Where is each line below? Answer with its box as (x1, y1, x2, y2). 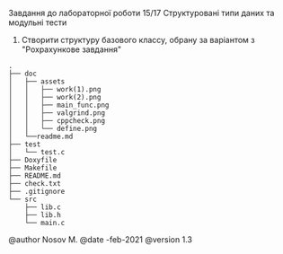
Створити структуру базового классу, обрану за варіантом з (21, 35, 255, 45)
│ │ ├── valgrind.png (8, 109, 105, 118)
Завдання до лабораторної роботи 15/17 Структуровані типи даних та (8, 8, 275, 18)
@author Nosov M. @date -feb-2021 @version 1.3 (8, 234, 192, 245)
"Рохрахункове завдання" (21, 44, 122, 55)
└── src (8, 195, 38, 204)
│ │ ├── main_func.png (8, 101, 110, 109)
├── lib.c (24, 203, 62, 212)
